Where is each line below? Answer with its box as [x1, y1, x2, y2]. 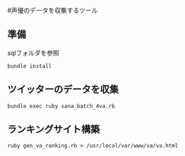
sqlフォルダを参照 [7, 48, 60, 57]
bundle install [7, 63, 52, 70]
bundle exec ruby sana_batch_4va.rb [7, 103, 115, 110]
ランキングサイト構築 [7, 124, 100, 136]
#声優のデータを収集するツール [7, 6, 98, 14]
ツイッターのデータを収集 [7, 84, 119, 96]
